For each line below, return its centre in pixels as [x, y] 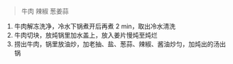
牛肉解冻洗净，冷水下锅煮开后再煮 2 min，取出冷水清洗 [95, 26]
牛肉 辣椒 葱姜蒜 [45, 11]
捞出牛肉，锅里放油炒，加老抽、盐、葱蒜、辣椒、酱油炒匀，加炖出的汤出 [120, 44]
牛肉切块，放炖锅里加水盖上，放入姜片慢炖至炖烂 [86, 35]
